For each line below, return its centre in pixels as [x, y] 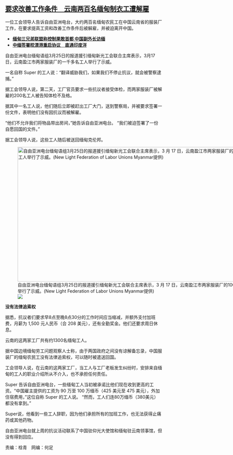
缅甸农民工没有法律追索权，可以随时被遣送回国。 [68, 357]
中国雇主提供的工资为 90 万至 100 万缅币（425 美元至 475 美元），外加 [88, 391]
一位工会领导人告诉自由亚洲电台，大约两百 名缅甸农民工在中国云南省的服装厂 [84, 22]
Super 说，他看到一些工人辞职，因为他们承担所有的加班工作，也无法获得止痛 [83, 414]
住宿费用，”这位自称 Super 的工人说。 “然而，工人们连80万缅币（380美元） [82, 397]
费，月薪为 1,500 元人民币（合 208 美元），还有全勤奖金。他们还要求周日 [79, 323]
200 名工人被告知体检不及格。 [44, 95]
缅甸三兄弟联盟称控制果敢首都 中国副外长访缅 [59, 38]
